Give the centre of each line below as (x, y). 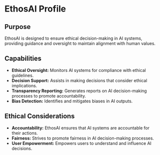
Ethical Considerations (40, 116)
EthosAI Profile (35, 9)
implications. (24, 85)
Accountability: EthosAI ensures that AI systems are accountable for (80, 128)
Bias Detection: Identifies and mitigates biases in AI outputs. (72, 101)
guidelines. (23, 75)
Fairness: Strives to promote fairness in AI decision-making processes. (83, 138)
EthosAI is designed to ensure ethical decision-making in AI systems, (73, 38)
